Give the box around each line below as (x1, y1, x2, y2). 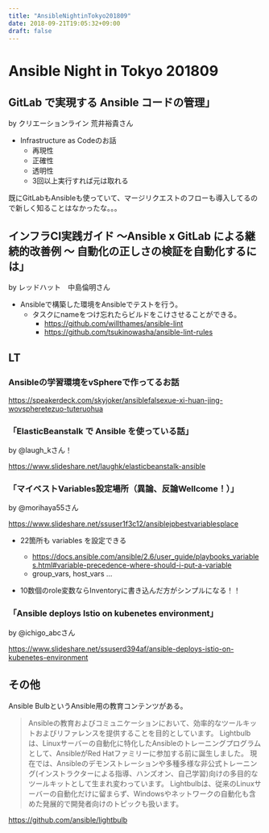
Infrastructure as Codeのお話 (19, 136, 117, 145)
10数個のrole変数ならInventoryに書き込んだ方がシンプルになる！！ (19, 586, 241, 596)
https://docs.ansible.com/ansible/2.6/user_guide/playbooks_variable (31, 552, 259, 562)
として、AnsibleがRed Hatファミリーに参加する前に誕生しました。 (27, 748, 248, 758)
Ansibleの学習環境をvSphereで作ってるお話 (8, 376, 180, 387)
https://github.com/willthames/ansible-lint (43, 319, 184, 329)
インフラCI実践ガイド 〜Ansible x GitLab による (8, 229, 246, 243)
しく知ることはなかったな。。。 (22, 203, 122, 213)
